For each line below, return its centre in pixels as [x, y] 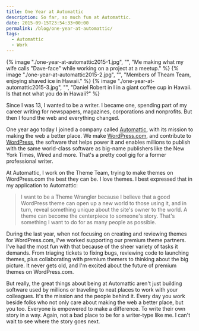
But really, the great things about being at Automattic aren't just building [94, 283]
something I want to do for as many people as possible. [88, 222]
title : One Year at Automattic [45, 12]
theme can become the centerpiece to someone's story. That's [98, 216]
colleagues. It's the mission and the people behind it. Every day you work [96, 296]
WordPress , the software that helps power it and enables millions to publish [98, 142]
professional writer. [30, 161]
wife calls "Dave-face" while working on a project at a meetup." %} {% [93, 68]
